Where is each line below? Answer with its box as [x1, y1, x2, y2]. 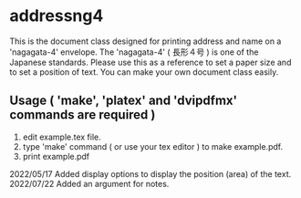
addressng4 [9, 5, 104, 26]
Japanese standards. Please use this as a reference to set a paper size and [9, 57, 292, 68]
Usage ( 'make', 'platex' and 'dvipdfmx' [9, 93, 238, 109]
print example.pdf [22, 151, 90, 162]
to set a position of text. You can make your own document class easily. [9, 66, 279, 78]
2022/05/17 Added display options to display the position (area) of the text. [9, 168, 292, 179]
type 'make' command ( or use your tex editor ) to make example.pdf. [22, 141, 284, 151]
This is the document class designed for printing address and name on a [9, 36, 282, 47]
